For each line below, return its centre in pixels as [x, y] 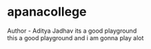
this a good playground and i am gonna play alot [75, 37]
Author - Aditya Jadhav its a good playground [72, 31]
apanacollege [47, 12]
